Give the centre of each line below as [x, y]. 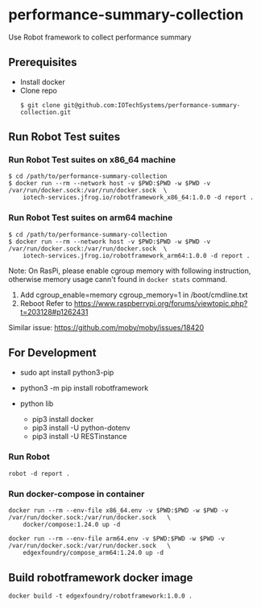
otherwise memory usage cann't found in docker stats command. [118, 279]
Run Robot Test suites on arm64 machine [91, 217]
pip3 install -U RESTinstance [79, 436]
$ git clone [40, 105]
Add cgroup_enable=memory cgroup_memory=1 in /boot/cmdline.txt [134, 295]
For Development [52, 353]
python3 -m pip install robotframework [84, 387]
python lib [37, 403]
